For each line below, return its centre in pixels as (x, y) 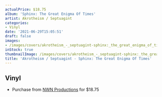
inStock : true (19, 49)
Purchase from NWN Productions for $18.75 (55, 90)
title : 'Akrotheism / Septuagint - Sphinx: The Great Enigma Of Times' (78, 59)
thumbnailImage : (21, 54)
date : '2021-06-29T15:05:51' (34, 32)
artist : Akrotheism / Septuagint (39, 18)
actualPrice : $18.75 (26, 9)
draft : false (18, 36)
